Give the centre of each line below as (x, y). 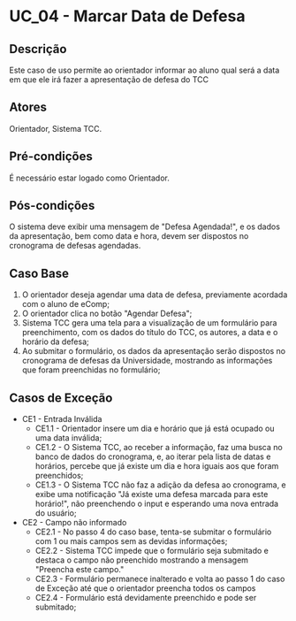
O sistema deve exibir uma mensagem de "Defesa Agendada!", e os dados (145, 226)
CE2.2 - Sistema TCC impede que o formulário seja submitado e (152, 551)
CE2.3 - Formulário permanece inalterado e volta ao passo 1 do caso (160, 579)
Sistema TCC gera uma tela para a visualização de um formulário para (149, 323)
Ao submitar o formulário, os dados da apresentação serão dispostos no (154, 351)
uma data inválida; (68, 438)
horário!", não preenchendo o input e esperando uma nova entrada (157, 504)
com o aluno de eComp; (66, 304)
